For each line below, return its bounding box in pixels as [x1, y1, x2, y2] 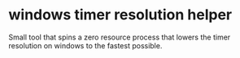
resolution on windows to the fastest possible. [8, 40, 163, 50]
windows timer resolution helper [8, 6, 233, 24]
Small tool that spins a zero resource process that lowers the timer [8, 32, 231, 42]
